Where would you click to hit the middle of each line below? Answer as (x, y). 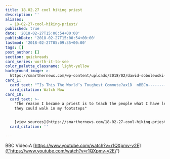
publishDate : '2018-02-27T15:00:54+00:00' (51, 38)
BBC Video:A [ (20, 145)
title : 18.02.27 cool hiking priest (44, 10)
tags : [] (14, 47)
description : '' (22, 15)
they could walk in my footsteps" (51, 109)
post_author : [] (22, 52)
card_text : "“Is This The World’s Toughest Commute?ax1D (71, 85)
